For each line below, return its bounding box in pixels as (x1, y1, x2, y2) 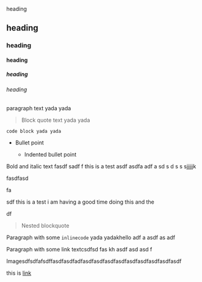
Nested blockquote (21, 222, 70, 229)
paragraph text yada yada (6, 105, 71, 112)
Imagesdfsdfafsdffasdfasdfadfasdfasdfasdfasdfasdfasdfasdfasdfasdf (6, 258, 182, 265)
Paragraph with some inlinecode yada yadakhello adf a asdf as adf (6, 234, 176, 241)
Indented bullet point (24, 151, 77, 158)
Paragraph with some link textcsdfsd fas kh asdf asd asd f (6, 246, 153, 253)
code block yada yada (6, 128, 62, 135)
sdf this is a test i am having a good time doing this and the (6, 198, 154, 206)
